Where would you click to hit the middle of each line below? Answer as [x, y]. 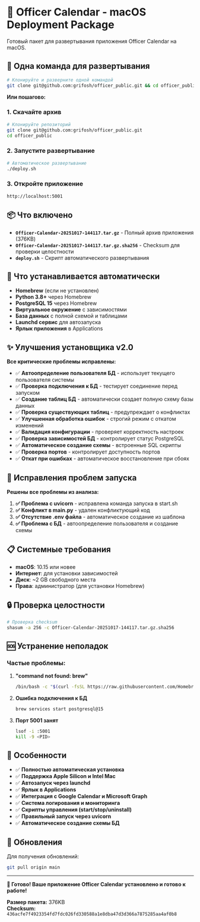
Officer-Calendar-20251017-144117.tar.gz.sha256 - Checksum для [98, 245]
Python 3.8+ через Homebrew [53, 297]
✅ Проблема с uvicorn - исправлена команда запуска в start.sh [96, 504]
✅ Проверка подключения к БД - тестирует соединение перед [96, 386]
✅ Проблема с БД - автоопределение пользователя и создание [97, 524]
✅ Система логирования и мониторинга [68, 803]
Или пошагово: [26, 97]
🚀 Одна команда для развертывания [78, 66]
